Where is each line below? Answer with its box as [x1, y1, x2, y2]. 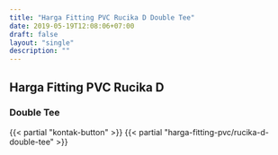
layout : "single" [9, 38, 75, 47]
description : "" [9, 47, 70, 56]
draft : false [9, 30, 58, 39]
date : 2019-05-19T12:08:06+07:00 [9, 22, 135, 30]
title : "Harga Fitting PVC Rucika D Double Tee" [9, 13, 195, 22]
